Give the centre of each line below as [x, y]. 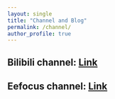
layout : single [30, 14]
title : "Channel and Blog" [47, 21]
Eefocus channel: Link [57, 87]
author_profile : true [39, 34]
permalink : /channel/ [39, 27]
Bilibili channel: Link [53, 62]
